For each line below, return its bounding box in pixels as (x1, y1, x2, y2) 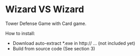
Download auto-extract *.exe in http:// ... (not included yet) (12, 40, 135, 46)
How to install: (5, 30, 36, 36)
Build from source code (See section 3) (12, 45, 95, 51)
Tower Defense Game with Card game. (5, 20, 87, 26)
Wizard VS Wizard (5, 4, 85, 15)
